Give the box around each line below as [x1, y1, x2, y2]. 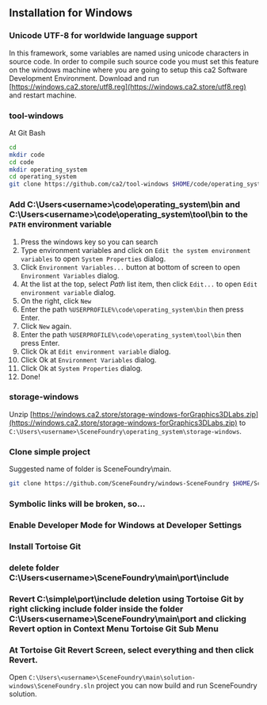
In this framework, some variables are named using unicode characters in [9, 48, 249, 58]
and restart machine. [9, 90, 78, 100]
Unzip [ [9, 409, 33, 419]
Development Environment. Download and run [9, 73, 159, 82]
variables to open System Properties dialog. [20, 254, 166, 263]
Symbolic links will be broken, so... [9, 498, 146, 509]
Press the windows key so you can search [20, 237, 158, 247]
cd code [9, 158, 35, 166]
